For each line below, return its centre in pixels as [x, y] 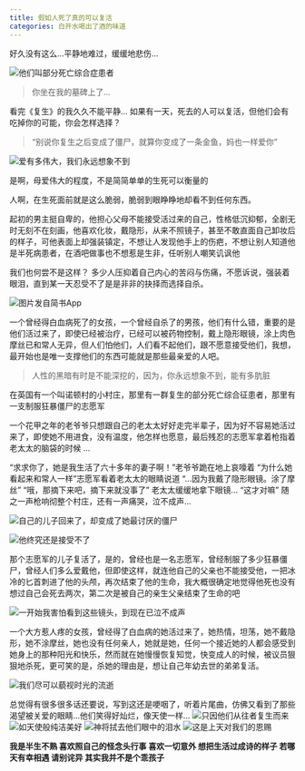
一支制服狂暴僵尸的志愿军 [57, 405]
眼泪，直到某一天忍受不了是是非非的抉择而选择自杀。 [109, 283]
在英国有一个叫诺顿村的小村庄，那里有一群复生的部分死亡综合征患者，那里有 [152, 395]
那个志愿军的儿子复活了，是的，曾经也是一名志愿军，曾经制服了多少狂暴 [144, 559]
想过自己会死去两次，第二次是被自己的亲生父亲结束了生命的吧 [125, 593]
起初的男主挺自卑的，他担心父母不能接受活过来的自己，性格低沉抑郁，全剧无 [152, 219]
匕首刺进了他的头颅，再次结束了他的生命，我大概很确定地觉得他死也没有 [160, 581]
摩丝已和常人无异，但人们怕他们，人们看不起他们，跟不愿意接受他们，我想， [152, 345]
